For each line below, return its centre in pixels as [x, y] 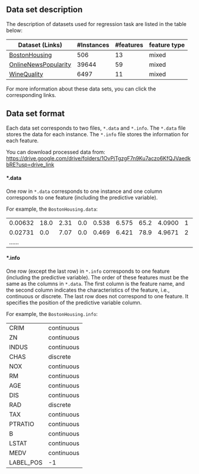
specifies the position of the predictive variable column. [74, 303]
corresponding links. [31, 95]
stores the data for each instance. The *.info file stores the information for [97, 134]
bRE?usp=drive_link [30, 165]
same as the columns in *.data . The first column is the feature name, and [95, 284]
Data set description [44, 10]
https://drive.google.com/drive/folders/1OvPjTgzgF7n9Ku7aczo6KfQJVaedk [99, 158]
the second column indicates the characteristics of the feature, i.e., [88, 290]
